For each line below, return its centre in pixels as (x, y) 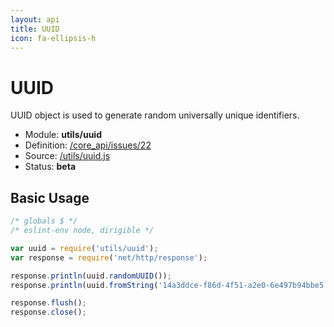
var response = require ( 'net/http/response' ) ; (109, 257)
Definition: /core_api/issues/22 (88, 145)
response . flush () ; (48, 303)
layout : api (35, 19)
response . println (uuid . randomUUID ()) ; (91, 276)
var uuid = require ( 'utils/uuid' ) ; (84, 248)
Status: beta (50, 167)
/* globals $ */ (44, 221)
